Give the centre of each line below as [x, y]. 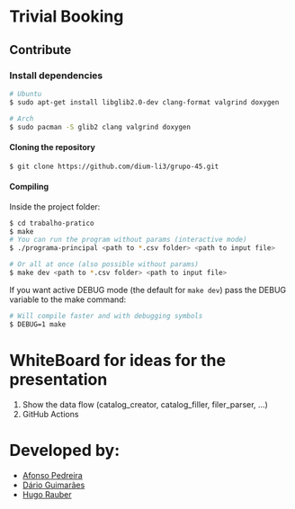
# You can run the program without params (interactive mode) [128, 240]
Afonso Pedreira [52, 475]
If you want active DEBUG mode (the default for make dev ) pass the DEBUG [148, 290]
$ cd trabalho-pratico [52, 223]
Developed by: [65, 450]
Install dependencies [56, 76]
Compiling [29, 187]
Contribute [40, 50]
